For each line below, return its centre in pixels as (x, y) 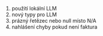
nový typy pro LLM (34, 15)
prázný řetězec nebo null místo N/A (54, 21)
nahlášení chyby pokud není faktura (54, 27)
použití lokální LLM (34, 8)
